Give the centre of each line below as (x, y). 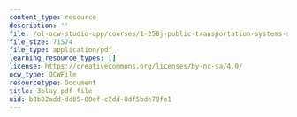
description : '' (39, 26)
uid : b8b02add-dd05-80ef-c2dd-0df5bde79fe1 (91, 99)
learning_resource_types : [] (63, 58)
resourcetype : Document (53, 83)
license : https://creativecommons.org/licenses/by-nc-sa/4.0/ (126, 67)
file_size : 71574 (41, 42)
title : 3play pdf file (51, 91)
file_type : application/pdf (61, 50)
